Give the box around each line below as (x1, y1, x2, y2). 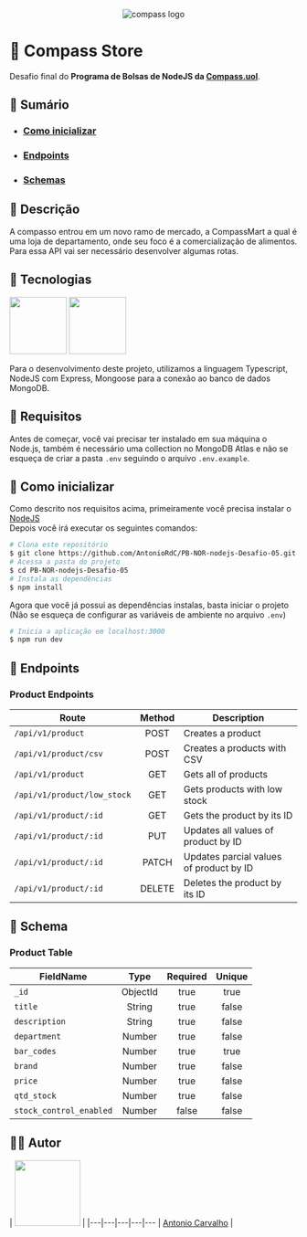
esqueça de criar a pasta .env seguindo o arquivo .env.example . (9, 452, 250, 463)
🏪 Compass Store (9, 41, 143, 61)
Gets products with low (183, 783, 283, 796)
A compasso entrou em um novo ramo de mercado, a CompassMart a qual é (9, 226, 298, 237)
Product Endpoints (9, 688, 94, 701)
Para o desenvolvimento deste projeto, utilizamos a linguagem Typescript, (9, 363, 289, 374)
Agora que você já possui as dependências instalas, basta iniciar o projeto (9, 599, 290, 610)
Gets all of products (183, 768, 268, 781)
